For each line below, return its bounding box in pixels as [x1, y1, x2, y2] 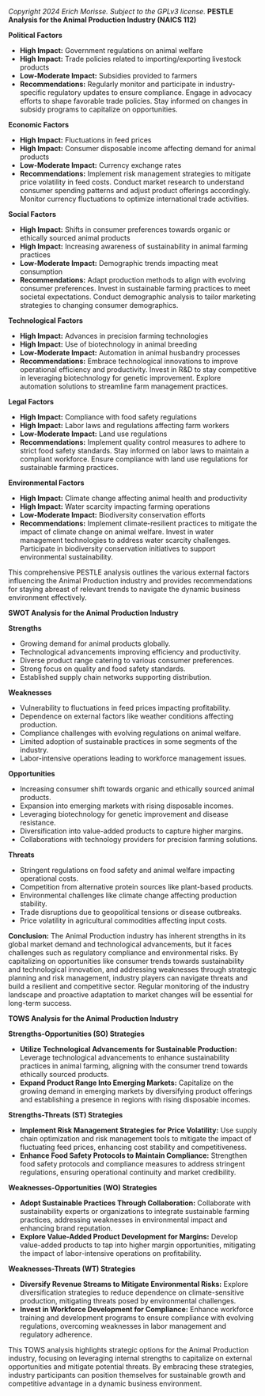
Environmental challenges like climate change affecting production [19, 890, 237, 900]
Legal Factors [8, 397, 54, 406]
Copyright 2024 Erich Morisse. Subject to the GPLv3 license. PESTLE [8, 7, 234, 16]
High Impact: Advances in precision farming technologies [19, 332, 209, 340]
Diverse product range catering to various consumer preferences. [19, 656, 235, 665]
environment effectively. [8, 593, 87, 602]
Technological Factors [8, 316, 83, 325]
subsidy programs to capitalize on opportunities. [19, 104, 178, 114]
